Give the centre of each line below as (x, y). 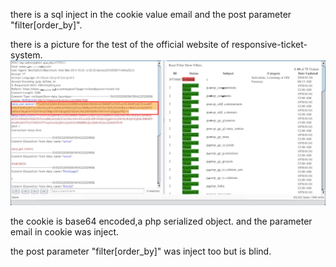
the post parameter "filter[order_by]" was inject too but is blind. (141, 251)
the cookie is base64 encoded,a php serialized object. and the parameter (161, 221)
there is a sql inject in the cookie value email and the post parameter (151, 14)
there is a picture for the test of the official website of (120, 44)
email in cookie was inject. (65, 232)
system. (26, 55)
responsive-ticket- (269, 44)
